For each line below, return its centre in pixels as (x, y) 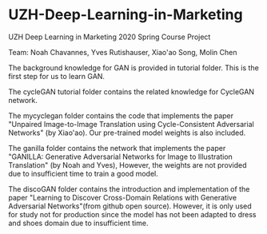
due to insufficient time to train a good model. (83, 173)
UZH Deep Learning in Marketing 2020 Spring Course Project (110, 37)
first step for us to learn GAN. (57, 76)
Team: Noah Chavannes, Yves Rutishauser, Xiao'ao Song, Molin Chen (123, 52)
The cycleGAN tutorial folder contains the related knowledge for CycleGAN (131, 91)
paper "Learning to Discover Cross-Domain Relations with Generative (123, 197)
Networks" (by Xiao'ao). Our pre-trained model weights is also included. (127, 133)
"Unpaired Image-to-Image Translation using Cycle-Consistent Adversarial (131, 124)
